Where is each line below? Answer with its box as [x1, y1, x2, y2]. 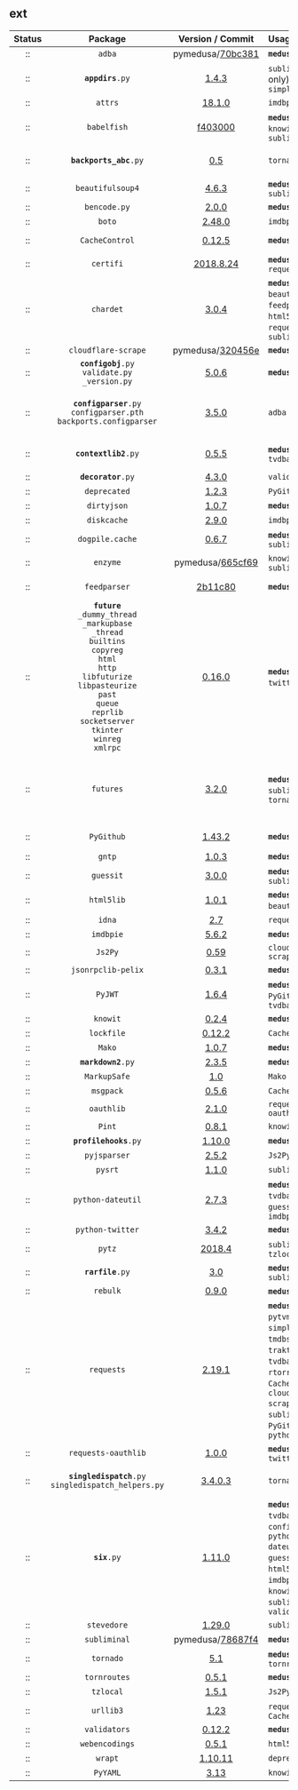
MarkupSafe [83, 1071, 130, 1081]
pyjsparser [83, 1150, 130, 1160]
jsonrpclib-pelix [70, 965, 145, 975]
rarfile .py [83, 1267, 130, 1277]
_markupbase [82, 618, 133, 628]
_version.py [82, 376, 133, 386]
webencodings [79, 1738, 135, 1748]
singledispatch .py [68, 1471, 146, 1481]
